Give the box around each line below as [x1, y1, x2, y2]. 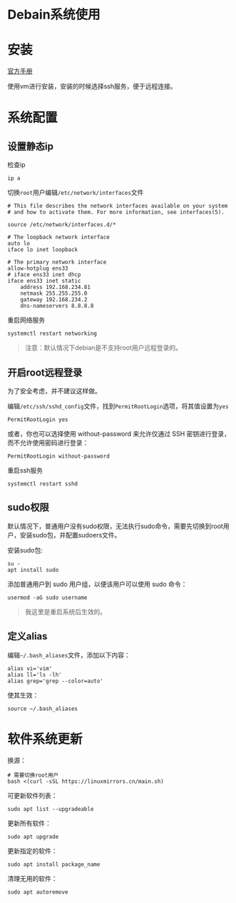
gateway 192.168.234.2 [20, 296, 88, 303]
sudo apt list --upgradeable [7, 805, 94, 812]
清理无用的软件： [7, 874, 58, 882]
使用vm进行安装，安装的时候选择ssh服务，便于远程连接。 [7, 82, 177, 91]
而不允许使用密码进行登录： [7, 438, 89, 447]
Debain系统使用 [7, 6, 101, 23]
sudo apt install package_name [7, 861, 101, 868]
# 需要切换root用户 [7, 772, 59, 779]
